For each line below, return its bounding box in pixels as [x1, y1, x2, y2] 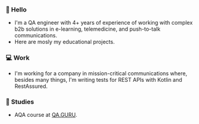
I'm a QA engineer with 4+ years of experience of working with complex [14, 19, 193, 26]
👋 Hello [5, 5, 27, 14]
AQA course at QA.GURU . [14, 111, 78, 118]
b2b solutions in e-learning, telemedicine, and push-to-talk [14, 25, 161, 33]
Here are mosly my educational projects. [14, 39, 115, 46]
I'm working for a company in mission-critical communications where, [14, 69, 188, 77]
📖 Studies [5, 98, 34, 106]
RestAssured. [14, 82, 48, 90]
